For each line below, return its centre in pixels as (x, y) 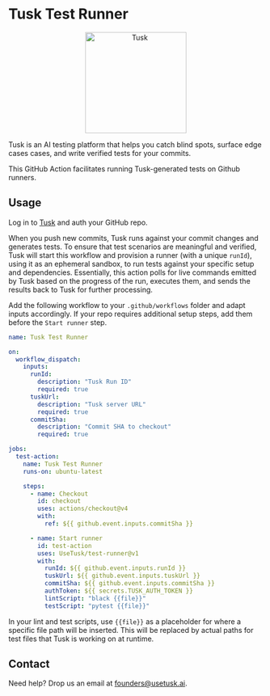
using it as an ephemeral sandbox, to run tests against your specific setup (131, 264)
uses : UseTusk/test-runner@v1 (88, 553)
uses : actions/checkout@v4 (83, 509)
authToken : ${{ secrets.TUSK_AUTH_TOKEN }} (119, 591)
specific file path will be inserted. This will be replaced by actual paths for (131, 630)
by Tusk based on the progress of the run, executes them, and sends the (129, 281)
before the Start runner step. (58, 322)
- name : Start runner (66, 538)
